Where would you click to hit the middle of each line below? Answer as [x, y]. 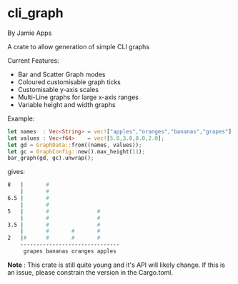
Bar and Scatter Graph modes [61, 74]
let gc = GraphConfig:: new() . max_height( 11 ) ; [76, 151]
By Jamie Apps [30, 33]
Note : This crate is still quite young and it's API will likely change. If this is [116, 265]
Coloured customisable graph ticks [69, 82]
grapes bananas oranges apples [70, 251]
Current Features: [33, 60]
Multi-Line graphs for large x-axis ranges [78, 97]
